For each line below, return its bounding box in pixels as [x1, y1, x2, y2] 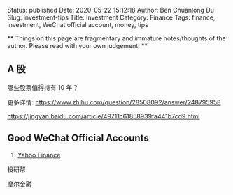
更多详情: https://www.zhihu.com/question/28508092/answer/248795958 [7, 97, 221, 107]
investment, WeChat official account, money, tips [7, 21, 149, 29]
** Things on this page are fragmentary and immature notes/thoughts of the [7, 34, 226, 42]
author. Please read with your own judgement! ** [7, 42, 148, 49]
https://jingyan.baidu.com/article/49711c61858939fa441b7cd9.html [7, 111, 200, 120]
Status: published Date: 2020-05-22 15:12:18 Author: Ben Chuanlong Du [7, 6, 215, 14]
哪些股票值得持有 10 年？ [7, 83, 79, 91]
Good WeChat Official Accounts [7, 132, 149, 144]
